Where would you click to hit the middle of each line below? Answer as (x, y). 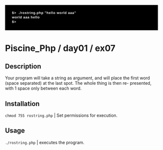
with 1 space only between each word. (43, 88)
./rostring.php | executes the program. (45, 142)
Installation (22, 103)
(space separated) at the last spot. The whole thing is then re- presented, (78, 83)
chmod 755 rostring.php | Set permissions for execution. (61, 115)
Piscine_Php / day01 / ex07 (60, 48)
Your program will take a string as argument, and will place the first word (78, 78)
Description (23, 66)
